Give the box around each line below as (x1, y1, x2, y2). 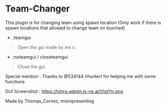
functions (5, 78, 25, 84)
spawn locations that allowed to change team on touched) (5, 24, 125, 30)
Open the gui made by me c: (17, 44, 76, 50)
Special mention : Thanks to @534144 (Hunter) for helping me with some (5, 73, 156, 79)
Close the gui (17, 63, 45, 69)
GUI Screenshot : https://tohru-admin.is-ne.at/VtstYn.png (5, 88, 123, 94)
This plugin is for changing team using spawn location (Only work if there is (5, 19, 161, 25)
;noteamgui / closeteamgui (12, 53, 68, 60)
